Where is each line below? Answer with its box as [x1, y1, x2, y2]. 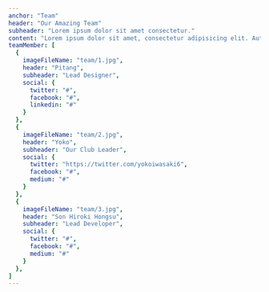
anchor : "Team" [8, 11, 59, 20]
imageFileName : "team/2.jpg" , [22, 130, 124, 138]
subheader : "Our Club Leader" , [22, 146, 127, 154]
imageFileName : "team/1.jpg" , [22, 57, 124, 65]
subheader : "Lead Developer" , [22, 220, 124, 228]
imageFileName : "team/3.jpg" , [22, 205, 124, 213]
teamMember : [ [8, 42, 56, 50]
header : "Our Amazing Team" [8, 19, 102, 27]
